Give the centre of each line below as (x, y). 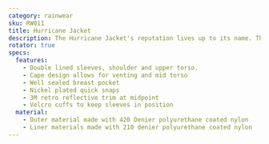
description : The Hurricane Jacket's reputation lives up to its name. (130, 38)
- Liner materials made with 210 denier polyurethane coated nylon (137, 127)
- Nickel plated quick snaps (71, 90)
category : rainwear (41, 16)
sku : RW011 (26, 23)
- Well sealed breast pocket (71, 82)
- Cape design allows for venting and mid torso (105, 75)
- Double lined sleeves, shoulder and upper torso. (110, 68)
